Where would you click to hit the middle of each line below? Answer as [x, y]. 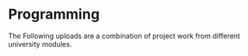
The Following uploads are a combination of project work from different [124, 36]
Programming [54, 14]
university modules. [40, 44]
